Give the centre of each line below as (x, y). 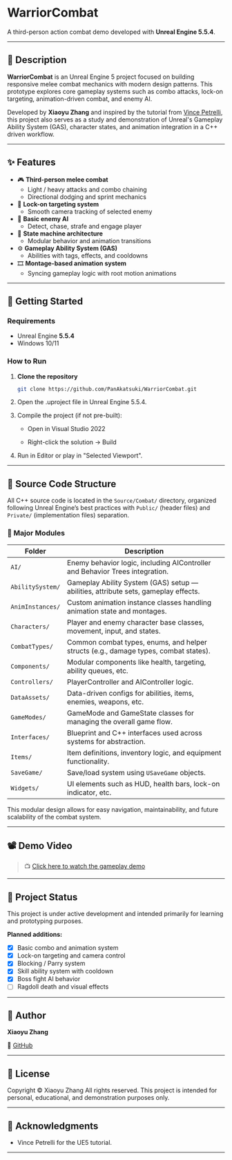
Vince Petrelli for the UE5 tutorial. (65, 1142)
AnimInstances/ (36, 607)
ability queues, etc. (98, 670)
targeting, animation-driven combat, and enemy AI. (80, 99)
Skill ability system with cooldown (65, 971)
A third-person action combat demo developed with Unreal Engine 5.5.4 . (112, 32)
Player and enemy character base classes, (135, 622)
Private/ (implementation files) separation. (68, 515)
